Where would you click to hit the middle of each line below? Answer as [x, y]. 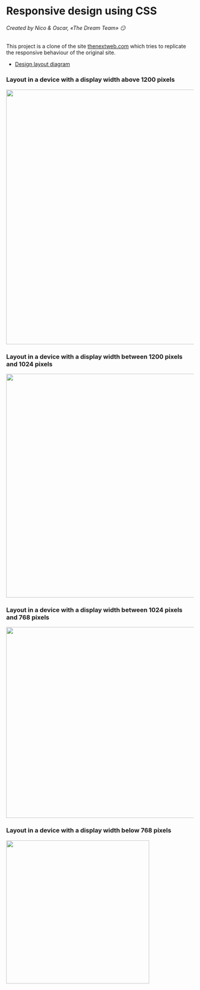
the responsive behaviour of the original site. [61, 53]
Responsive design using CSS [82, 11]
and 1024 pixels [29, 364]
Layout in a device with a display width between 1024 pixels [94, 610]
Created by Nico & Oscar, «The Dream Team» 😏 [66, 27]
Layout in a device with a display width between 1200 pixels [94, 356]
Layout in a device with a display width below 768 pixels [89, 831]
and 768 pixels [28, 617]
